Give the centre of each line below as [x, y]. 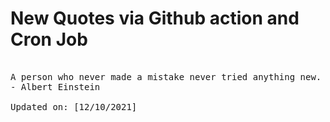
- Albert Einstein [55, 86]
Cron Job [49, 39]
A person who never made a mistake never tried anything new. [166, 76]
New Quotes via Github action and [155, 18]
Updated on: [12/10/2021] [74, 106]
